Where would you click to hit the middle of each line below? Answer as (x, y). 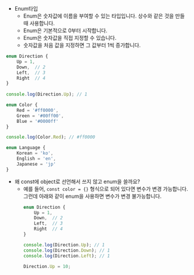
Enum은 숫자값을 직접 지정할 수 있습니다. (70, 38)
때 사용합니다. (39, 23)
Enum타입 (26, 8)
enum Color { (22, 105)
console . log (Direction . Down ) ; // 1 (66, 250)
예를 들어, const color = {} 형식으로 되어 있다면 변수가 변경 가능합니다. (105, 188)
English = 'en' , (37, 159)
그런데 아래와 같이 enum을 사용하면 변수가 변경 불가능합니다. (92, 196)
